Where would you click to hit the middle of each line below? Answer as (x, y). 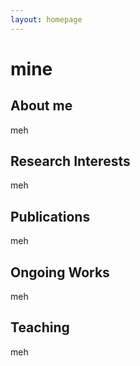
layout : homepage (46, 19)
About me (41, 106)
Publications (50, 216)
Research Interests (70, 161)
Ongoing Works (60, 272)
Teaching (40, 327)
